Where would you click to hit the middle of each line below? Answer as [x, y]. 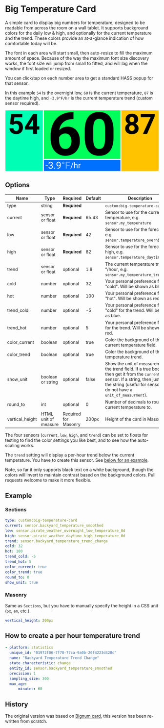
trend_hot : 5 [18, 562]
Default [93, 198]
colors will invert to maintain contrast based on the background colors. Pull [80, 475]
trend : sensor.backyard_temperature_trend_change [57, 541]
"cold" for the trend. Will [129, 310]
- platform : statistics [29, 648]
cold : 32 [14, 546]
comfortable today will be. [31, 43]
